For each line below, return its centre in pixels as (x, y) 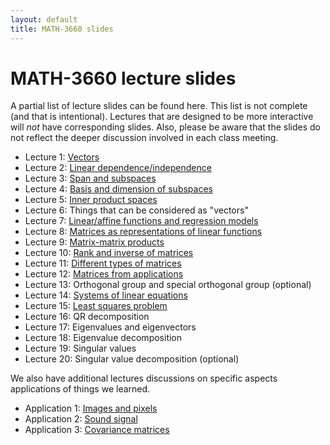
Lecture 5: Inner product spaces (91, 200)
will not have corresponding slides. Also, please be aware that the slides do (165, 127)
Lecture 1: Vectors (62, 157)
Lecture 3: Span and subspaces (90, 178)
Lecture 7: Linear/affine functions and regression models (141, 221)
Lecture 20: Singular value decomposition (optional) (132, 359)
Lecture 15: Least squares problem (96, 306)
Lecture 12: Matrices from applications (104, 274)
